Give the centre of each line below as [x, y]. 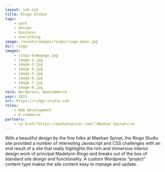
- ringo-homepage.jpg [36, 55]
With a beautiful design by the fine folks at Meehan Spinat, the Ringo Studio [82, 138]
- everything [27, 37]
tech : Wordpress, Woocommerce [36, 92]
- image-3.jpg [28, 64]
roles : [12, 106]
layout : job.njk [22, 10]
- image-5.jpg [28, 74]
